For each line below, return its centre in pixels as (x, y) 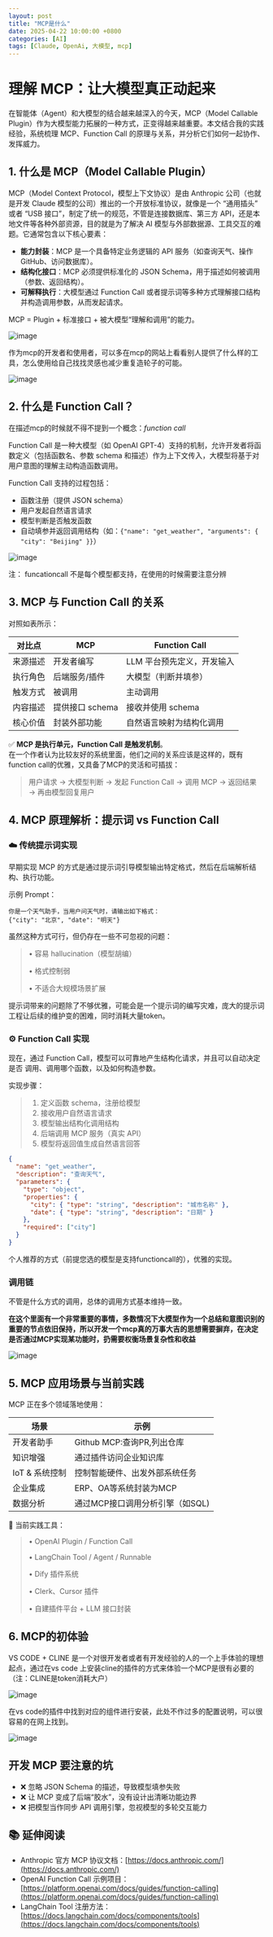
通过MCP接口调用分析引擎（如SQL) (142, 1503)
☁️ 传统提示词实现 (43, 845)
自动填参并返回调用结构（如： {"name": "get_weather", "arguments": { (139, 530)
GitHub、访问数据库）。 (58, 261)
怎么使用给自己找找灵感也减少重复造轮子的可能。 (104, 363)
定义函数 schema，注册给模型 (90, 1103)
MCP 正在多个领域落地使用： (57, 1404)
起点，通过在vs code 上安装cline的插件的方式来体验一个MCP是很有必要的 (131, 1668)
